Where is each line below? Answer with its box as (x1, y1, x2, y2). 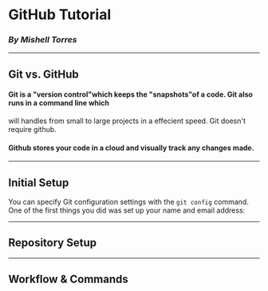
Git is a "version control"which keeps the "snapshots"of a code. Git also (8, 90, 254, 99)
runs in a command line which (8, 98, 110, 108)
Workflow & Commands (8, 273, 129, 286)
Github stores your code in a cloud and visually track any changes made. (8, 142, 254, 153)
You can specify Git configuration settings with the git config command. (8, 197, 249, 207)
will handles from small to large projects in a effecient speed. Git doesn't (8, 116, 246, 126)
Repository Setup (8, 236, 97, 249)
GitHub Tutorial (8, 6, 112, 24)
